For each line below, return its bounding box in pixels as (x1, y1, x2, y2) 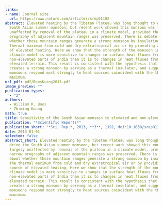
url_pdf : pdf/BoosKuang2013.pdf (5, 79, 70, 84)
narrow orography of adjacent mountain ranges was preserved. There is (9, 152, 158, 156)
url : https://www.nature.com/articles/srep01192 (9, 16, 110, 21)
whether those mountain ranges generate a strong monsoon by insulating (9, 39, 160, 44)
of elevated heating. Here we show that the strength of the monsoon (9, 48, 153, 52)
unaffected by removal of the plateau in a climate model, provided (9, 30, 151, 34)
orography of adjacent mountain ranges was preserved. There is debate (9, 34, 158, 39)
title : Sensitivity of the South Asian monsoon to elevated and (5, 115, 138, 120)
